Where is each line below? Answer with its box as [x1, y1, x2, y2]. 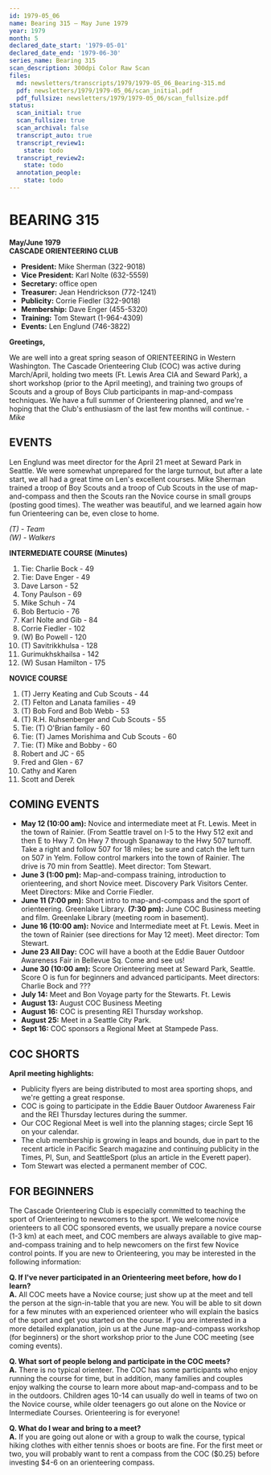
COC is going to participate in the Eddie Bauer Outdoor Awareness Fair [20, 1101, 256, 1111]
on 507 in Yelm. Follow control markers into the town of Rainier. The [20, 853, 245, 863]
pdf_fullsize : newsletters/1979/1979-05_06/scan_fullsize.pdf [16, 94, 229, 102]
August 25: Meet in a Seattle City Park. [20, 1015, 151, 1025]
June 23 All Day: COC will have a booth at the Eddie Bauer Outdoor [20, 947, 245, 957]
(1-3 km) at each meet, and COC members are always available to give [9, 1231, 243, 1241]
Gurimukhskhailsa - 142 [20, 649, 100, 659]
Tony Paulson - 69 [20, 589, 83, 599]
